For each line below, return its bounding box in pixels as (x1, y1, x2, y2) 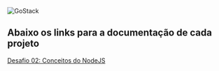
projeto (7, 38, 40, 49)
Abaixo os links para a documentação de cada (7, 27, 212, 39)
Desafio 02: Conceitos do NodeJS (7, 56, 106, 65)
